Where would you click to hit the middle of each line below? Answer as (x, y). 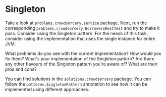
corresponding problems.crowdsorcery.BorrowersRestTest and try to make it (83, 28)
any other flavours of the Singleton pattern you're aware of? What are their (81, 64)
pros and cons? (21, 69)
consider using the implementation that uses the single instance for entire (80, 39)
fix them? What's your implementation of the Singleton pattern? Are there (80, 58)
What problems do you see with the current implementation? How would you (83, 53)
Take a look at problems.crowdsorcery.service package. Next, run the (76, 23)
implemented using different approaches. (47, 89)
